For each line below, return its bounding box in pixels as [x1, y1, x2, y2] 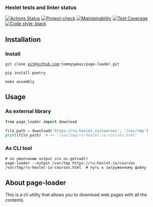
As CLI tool [5, 145, 32, 152]
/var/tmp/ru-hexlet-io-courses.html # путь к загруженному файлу [5, 165, 146, 170]
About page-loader [5, 178, 66, 187]
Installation [5, 35, 41, 44]
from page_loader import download [5, 119, 77, 124]
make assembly [5, 79, 35, 84]
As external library [5, 108, 51, 115]
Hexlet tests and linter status [5, 4, 76, 11]
